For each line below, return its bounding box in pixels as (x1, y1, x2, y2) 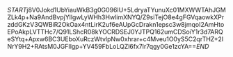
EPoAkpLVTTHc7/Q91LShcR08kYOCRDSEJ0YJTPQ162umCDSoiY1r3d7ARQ (7, 27, 224, 36)
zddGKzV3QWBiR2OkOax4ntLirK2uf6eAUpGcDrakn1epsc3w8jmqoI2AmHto (7, 21, 225, 28)
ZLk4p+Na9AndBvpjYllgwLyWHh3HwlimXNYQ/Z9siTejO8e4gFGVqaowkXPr (7, 13, 225, 21)
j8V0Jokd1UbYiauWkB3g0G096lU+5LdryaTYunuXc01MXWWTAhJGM (26, 6, 226, 14)
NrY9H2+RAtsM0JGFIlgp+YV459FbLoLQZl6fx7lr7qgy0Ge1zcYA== (7, 43, 197, 50)
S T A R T (7, 6, 27, 14)
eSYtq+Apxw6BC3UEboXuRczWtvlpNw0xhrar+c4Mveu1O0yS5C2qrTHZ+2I (7, 35, 224, 43)
